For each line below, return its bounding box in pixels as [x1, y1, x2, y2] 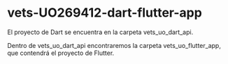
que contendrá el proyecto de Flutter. [7, 49, 115, 57]
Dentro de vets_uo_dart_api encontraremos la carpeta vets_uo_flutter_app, [7, 41, 222, 49]
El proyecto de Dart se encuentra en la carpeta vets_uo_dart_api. [7, 28, 194, 36]
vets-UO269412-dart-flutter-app [7, 5, 203, 21]
